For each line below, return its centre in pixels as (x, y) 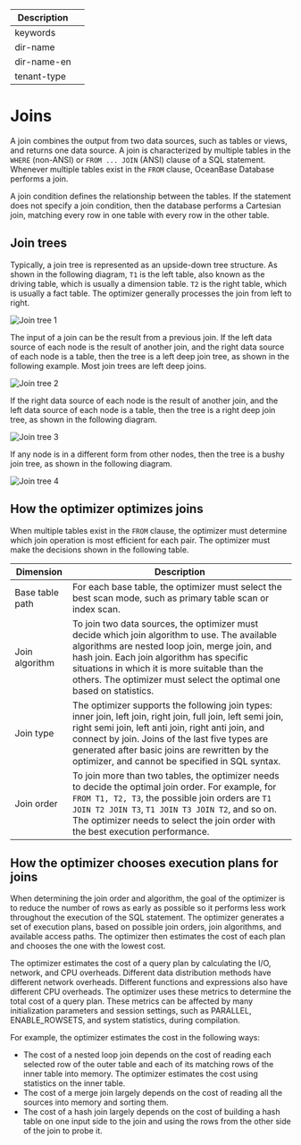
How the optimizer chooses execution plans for (144, 863)
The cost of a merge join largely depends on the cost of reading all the (153, 1093)
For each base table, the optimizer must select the (177, 586)
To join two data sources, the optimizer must (165, 623)
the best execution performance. (141, 831)
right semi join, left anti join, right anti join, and (168, 728)
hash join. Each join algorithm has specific (160, 657)
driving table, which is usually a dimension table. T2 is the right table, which (149, 283)
